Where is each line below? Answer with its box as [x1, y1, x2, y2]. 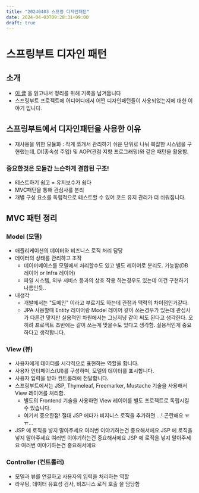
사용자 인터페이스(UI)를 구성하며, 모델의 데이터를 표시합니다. [14, 367, 154, 375]
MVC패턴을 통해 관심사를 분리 [14, 186, 84, 194]
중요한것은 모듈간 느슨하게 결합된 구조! [6, 164, 109, 173]
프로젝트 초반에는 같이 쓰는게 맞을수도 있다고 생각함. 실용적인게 [34, 322, 181, 329]
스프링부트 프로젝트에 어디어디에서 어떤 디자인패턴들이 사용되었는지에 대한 [14, 97, 187, 104]
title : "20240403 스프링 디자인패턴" [6, 8, 90, 15]
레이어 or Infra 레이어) [23, 269, 75, 277]
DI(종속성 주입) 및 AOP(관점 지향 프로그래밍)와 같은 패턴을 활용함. [37, 148, 189, 155]
